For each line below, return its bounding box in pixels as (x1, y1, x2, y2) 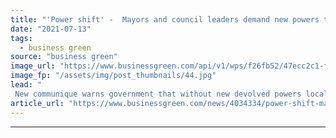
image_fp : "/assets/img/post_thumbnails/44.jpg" (10, 71, 217, 81)
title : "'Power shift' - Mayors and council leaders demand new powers (10, 14, 320, 25)
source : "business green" (10, 52, 118, 62)
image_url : (10, 61, 56, 71)
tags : (10, 33, 33, 43)
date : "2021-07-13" (10, 24, 92, 34)
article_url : (10, 98, 65, 108)
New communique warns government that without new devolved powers (14, 89, 302, 99)
